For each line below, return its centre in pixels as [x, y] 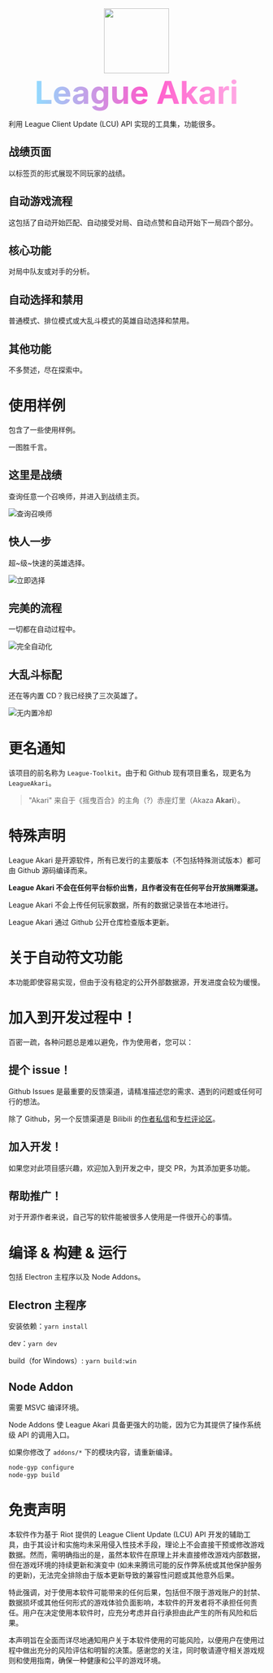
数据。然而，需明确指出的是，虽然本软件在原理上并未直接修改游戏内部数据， [136, 1554]
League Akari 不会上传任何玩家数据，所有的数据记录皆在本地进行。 [121, 905]
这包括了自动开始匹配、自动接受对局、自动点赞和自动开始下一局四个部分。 [133, 222]
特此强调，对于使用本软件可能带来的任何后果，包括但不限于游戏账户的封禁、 [136, 1592]
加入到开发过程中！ [73, 1018]
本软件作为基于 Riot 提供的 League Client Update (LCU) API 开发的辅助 [126, 1534]
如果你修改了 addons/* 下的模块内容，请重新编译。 [93, 1452]
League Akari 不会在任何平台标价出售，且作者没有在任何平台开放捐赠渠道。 [135, 888]
